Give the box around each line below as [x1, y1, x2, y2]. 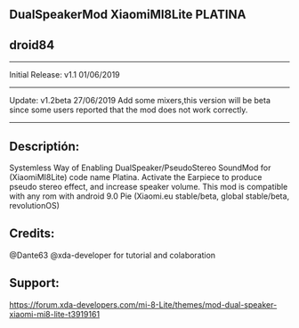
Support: [9, 275, 60, 291]
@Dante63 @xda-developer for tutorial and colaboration [9, 250, 216, 260]
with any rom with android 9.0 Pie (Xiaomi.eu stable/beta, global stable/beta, [9, 191, 290, 201]
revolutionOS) [9, 201, 61, 211]
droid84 [9, 37, 55, 53]
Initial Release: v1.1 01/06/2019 [9, 70, 120, 80]
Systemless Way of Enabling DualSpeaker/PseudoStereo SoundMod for [9, 162, 271, 173]
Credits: [9, 226, 55, 242]
